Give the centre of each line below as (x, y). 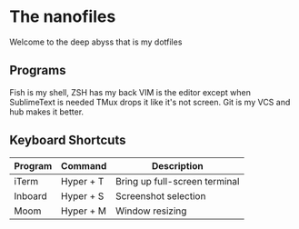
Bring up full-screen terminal (177, 181)
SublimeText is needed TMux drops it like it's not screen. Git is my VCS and (150, 102)
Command (84, 165)
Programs (38, 70)
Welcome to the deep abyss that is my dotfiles (96, 42)
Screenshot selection (160, 195)
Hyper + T (82, 181)
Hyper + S (82, 195)
